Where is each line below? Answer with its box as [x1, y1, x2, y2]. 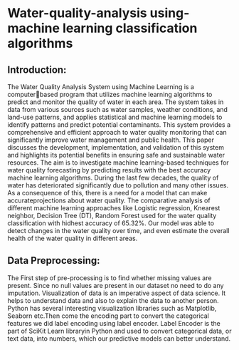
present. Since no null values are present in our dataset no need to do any [7, 281, 224, 289]
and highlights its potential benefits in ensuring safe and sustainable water [7, 151, 225, 159]
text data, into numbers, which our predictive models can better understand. [7, 334, 231, 343]
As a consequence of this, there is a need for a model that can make [7, 189, 208, 197]
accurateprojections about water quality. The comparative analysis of [7, 196, 211, 205]
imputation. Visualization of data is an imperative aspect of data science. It [7, 289, 226, 297]
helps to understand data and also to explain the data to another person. [7, 296, 219, 304]
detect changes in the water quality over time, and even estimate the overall [7, 227, 230, 235]
